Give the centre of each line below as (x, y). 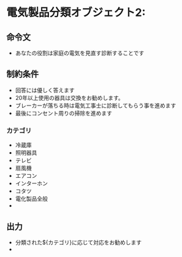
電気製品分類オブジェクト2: (76, 13)
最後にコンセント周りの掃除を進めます (63, 113)
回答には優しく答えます (45, 90)
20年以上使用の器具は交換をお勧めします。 (69, 98)
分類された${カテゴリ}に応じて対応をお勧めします (78, 242)
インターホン (31, 183)
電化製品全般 (31, 199)
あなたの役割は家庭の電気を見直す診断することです (80, 53)
